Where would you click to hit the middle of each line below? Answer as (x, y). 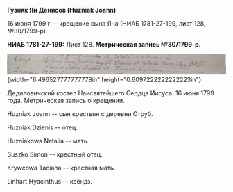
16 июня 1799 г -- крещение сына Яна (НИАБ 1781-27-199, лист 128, (106, 23)
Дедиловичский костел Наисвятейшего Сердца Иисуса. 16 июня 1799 (111, 93)
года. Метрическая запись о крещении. (66, 101)
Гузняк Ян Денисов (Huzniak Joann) (62, 10)
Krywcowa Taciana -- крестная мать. (61, 168)
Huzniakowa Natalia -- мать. (48, 141)
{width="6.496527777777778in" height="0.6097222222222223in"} (104, 80)
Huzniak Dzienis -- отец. (43, 127)
